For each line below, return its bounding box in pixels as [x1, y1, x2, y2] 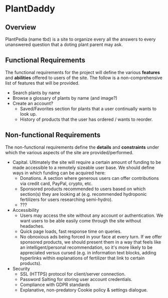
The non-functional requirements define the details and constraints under [5, 144, 159, 150]
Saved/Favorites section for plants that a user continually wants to [20, 106, 157, 112]
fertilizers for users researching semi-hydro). [20, 196, 113, 202]
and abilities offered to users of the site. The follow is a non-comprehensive [5, 75, 163, 81]
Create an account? [12, 100, 54, 106]
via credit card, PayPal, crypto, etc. [20, 180, 93, 186]
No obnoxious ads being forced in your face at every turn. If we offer [20, 233, 162, 239]
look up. [20, 111, 37, 117]
